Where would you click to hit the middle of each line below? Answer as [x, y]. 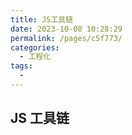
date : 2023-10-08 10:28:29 [66, 29]
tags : [21, 66]
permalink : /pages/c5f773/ [66, 38]
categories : [35, 47]
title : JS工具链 [42, 19]
